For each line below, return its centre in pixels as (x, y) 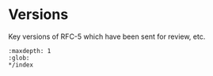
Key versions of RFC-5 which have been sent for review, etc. (107, 36)
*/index (21, 65)
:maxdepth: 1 (30, 51)
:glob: (19, 58)
